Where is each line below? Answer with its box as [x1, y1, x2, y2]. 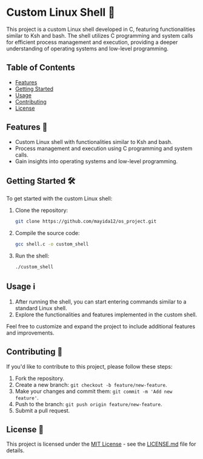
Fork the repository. [15, 375, 65, 382]
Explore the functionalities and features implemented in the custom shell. [15, 311, 198, 318]
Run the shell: [15, 252, 50, 260]
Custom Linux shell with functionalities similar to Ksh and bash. [15, 138, 173, 145]
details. [6, 447, 25, 454]
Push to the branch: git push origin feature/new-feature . [15, 400, 162, 407]
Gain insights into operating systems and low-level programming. [15, 157, 178, 165]
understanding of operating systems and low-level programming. [6, 45, 168, 52]
